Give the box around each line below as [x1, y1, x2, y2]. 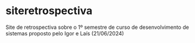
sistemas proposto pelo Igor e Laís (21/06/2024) [5, 29, 125, 37]
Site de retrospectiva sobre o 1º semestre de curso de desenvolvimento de [5, 24, 189, 31]
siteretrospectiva [5, 4, 93, 18]
